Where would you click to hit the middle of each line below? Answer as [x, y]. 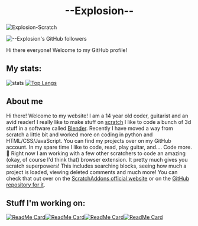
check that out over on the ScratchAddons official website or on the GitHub [98, 178]
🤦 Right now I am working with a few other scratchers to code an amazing [96, 153]
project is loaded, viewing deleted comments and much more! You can [92, 172]
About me [25, 101]
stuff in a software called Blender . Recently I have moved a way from [90, 128]
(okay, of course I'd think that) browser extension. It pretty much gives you [97, 159]
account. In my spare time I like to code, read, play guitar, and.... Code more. [99, 147]
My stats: [24, 69]
